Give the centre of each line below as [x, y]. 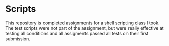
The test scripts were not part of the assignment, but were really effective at [85, 28]
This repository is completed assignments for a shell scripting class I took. [82, 23]
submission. [18, 39]
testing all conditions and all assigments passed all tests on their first [77, 33]
